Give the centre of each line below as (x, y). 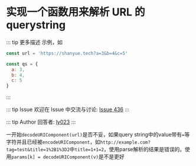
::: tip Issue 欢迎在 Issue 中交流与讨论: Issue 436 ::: (68, 109)
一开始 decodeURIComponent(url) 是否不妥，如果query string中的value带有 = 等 (98, 135)
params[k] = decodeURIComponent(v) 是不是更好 (68, 157)
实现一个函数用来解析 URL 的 (76, 12)
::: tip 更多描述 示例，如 (35, 42)
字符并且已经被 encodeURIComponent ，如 (53, 142)
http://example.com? (125, 142)
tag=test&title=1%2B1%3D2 (38, 150)
